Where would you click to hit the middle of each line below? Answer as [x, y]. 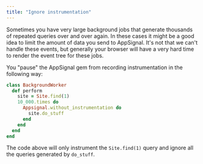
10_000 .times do [38, 102]
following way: [24, 73]
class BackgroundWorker [37, 85]
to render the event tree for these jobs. [55, 55]
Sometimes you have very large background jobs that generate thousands [100, 29]
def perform [27, 91]
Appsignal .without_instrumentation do [72, 108]
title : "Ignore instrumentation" [49, 12]
